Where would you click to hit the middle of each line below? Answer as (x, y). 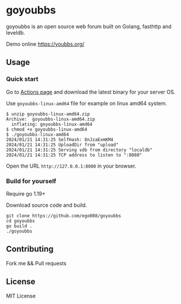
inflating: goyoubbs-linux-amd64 (52, 124)
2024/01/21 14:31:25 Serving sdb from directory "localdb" (79, 150)
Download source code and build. (47, 205)
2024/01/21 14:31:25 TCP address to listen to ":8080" (74, 155)
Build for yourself (31, 181)
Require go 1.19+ (26, 193)
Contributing (30, 249)
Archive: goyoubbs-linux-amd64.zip (51, 119)
